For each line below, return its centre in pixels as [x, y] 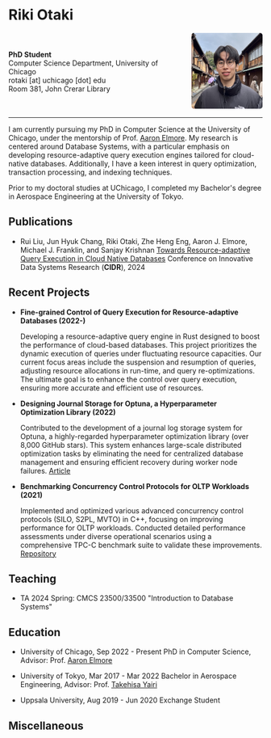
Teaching [32, 578]
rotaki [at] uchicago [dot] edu [57, 80]
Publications [41, 222]
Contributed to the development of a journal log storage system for [131, 428]
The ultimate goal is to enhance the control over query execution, [129, 379]
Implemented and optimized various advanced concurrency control [132, 510]
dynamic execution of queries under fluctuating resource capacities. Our [141, 353]
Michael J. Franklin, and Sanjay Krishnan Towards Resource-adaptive [135, 250]
